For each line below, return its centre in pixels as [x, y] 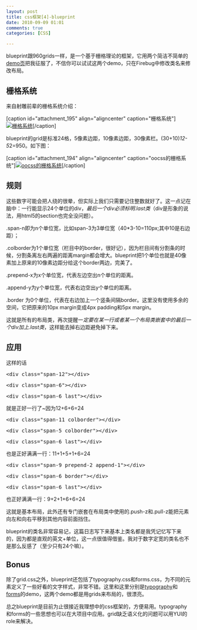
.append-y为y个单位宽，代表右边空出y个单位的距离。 [70, 287]
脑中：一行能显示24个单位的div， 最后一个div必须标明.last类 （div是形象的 [95, 208]
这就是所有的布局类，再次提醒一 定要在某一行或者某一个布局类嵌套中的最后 [96, 320]
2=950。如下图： [30, 145]
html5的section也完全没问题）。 [59, 215]
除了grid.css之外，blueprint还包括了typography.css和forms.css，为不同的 [96, 580]
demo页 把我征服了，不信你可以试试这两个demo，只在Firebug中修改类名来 [96, 63]
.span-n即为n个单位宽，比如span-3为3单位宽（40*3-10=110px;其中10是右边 [98, 228]
